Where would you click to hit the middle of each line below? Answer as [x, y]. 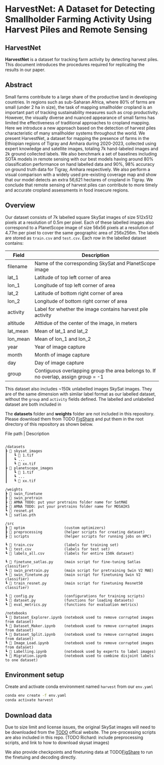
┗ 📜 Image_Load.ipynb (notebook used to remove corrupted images [79, 643]
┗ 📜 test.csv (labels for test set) [58, 549]
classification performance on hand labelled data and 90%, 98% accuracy [80, 164]
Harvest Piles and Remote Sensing [76, 30]
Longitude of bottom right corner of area [81, 301]
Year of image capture [60, 347]
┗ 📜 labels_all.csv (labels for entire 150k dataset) [70, 553]
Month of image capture [62, 354]
